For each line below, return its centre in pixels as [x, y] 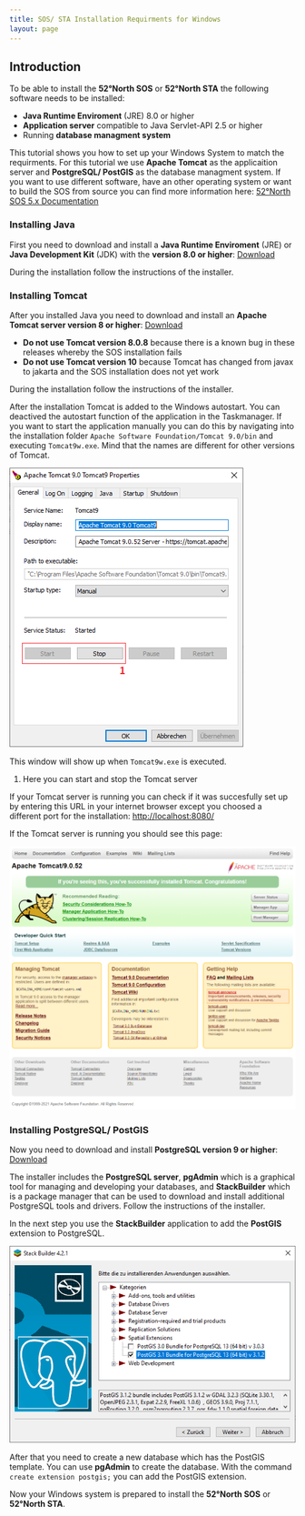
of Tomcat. [30, 455]
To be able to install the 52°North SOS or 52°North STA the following [139, 89]
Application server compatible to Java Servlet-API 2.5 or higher [143, 125]
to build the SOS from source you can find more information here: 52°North [150, 192]
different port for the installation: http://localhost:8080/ [112, 816]
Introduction [45, 67]
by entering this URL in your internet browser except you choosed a [136, 806]
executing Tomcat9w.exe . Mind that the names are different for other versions [152, 445]
